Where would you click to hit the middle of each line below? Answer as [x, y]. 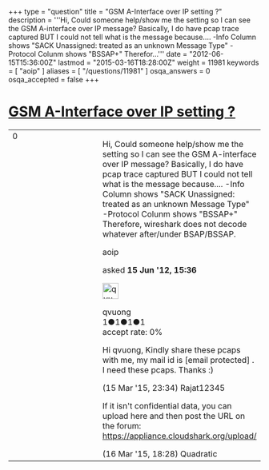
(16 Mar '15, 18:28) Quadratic [160, 453]
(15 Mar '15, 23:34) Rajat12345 [164, 388]
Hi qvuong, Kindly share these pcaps [172, 349]
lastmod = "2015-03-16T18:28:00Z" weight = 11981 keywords [159, 62]
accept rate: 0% [133, 332]
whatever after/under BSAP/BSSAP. [169, 233]
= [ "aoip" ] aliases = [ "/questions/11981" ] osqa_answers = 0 [109, 71]
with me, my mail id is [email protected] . [179, 360]
